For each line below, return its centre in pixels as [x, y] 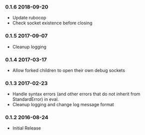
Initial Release [27, 128]
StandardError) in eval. [35, 99]
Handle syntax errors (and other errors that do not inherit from [76, 94]
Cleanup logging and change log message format [63, 105]
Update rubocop [29, 18]
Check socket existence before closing [52, 23]
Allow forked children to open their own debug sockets [69, 70]
